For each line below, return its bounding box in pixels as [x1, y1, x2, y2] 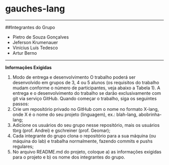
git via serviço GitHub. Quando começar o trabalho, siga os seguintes [12, 95, 157, 101]
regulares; [12, 143, 34, 149]
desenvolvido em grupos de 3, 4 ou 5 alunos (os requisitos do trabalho [12, 79, 159, 85]
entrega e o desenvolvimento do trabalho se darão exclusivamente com [12, 90, 161, 96]
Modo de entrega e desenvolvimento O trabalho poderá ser [12, 74, 136, 80]
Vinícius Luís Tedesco [12, 45, 58, 51]
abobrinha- [138, 111, 162, 117]
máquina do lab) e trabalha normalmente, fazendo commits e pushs [12, 138, 153, 144]
